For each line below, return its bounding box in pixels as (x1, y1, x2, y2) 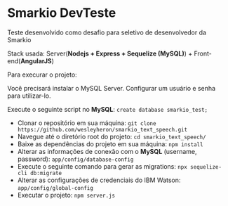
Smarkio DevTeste (7, 5, 116, 21)
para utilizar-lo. (7, 91, 51, 100)
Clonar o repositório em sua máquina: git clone (17, 118, 156, 127)
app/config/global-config (17, 184, 93, 191)
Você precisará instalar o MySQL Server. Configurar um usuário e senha (7, 84, 216, 92)
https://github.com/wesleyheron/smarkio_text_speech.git (17, 126, 188, 133)
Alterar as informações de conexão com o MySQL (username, (17, 147, 198, 155)
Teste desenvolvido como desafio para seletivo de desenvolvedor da (7, 28, 207, 37)
